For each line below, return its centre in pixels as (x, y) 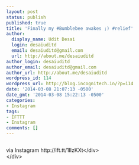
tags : (13, 111)
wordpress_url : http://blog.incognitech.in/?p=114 (70, 84)
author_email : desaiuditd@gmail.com (51, 67)
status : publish (26, 17)
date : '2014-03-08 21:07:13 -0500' (50, 89)
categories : (21, 100)
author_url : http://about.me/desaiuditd (57, 73)
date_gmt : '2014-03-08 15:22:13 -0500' (55, 95)
